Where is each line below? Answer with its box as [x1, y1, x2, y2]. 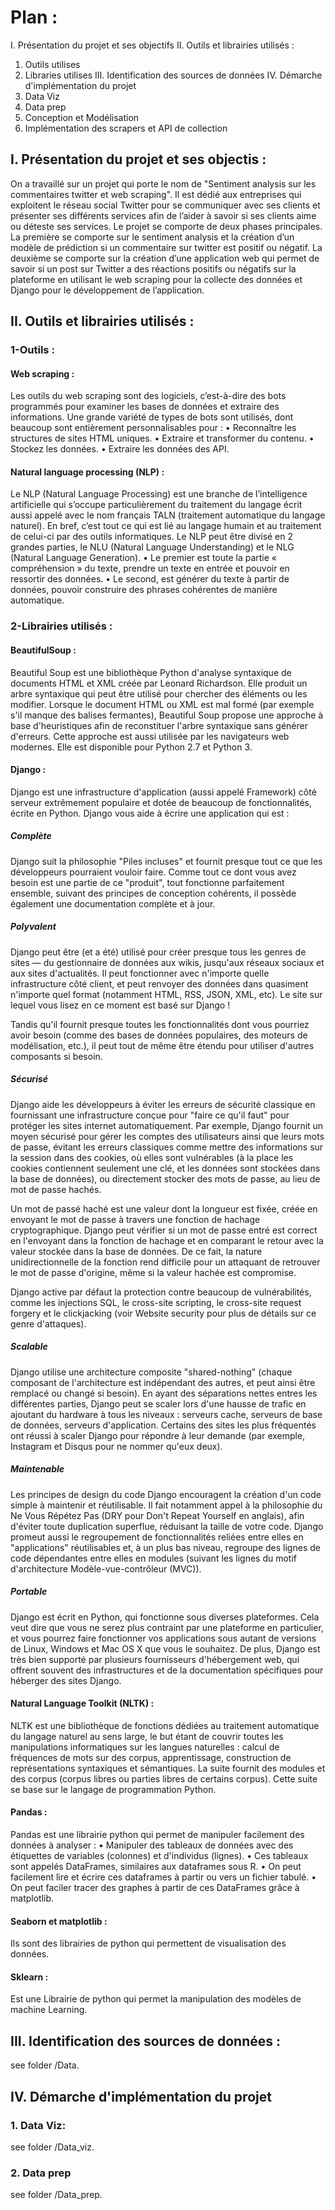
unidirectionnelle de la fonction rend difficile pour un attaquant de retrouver [10, 1256, 321, 1268]
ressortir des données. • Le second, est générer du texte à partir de [10, 573, 290, 585]
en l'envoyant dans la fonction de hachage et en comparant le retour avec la [10, 1234, 324, 1246]
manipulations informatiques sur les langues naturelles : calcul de [10, 1741, 280, 1753]
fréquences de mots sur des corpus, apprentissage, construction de [10, 1751, 292, 1763]
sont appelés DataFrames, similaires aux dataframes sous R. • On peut [10, 1861, 302, 1873]
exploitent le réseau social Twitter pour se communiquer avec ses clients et [10, 199, 321, 211]
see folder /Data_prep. [10, 2189, 103, 2201]
